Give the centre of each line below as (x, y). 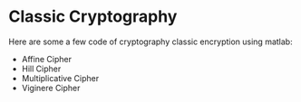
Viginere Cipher (51, 88)
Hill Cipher (41, 69)
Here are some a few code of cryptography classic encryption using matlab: (150, 42)
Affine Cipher (46, 59)
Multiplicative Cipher (60, 78)
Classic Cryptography (93, 17)
